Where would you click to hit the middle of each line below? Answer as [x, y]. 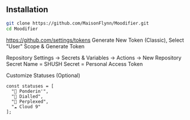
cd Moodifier [22, 29]
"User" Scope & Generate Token [45, 46]
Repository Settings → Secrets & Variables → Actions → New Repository [94, 58]
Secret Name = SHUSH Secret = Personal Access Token [75, 64]
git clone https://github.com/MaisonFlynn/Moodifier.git [78, 23]
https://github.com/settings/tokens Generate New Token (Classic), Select [95, 40]
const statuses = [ [30, 86]
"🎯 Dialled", [27, 96]
